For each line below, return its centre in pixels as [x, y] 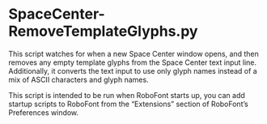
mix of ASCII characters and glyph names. [78, 79]
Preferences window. [44, 112]
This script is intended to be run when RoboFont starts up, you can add [127, 95]
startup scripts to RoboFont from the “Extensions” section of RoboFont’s [128, 104]
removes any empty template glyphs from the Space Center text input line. [133, 62]
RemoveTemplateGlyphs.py [103, 31]
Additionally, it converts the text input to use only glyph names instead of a [133, 71]
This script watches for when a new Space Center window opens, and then [133, 53]
